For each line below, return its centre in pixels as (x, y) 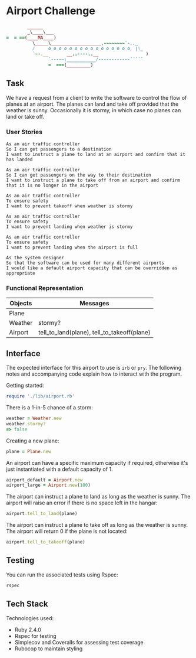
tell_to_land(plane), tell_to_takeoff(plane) (94, 333)
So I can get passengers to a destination (59, 149)
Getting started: (25, 386)
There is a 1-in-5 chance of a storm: (49, 408)
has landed (19, 160)
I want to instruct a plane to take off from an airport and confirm (93, 180)
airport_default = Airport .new (44, 480)
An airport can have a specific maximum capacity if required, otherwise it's (97, 462)
